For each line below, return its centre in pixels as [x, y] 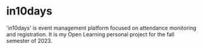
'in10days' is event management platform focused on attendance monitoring [101, 28]
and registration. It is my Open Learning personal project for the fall [90, 34]
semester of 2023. [29, 41]
